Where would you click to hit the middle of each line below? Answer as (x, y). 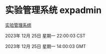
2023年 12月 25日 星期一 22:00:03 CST (45, 35)
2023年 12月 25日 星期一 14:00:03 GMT (46, 46)
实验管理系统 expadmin (53, 10)
